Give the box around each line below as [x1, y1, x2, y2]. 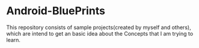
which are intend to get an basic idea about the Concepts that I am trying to [6, 30, 194, 37]
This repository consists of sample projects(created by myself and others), [6, 24, 191, 31]
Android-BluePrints [6, 4, 105, 18]
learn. [6, 36, 21, 43]
